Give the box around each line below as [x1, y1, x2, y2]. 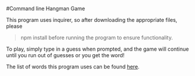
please [6, 23, 22, 29]
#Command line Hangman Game [6, 5, 85, 12]
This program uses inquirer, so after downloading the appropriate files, [6, 16, 178, 23]
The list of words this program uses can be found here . [6, 63, 140, 70]
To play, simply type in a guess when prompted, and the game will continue [6, 45, 189, 52]
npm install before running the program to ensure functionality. [20, 34, 173, 41]
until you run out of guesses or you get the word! [6, 52, 125, 58]
